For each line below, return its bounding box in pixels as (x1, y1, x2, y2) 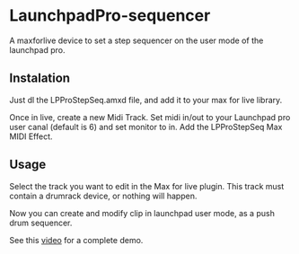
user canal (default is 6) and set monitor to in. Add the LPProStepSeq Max (9, 121, 283, 132)
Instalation (9, 71, 70, 86)
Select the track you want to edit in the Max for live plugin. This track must (9, 180, 285, 191)
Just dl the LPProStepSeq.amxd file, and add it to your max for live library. (9, 94, 283, 105)
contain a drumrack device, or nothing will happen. (9, 190, 198, 201)
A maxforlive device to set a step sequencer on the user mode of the (9, 35, 264, 46)
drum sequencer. (9, 217, 73, 228)
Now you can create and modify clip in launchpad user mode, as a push (9, 207, 276, 218)
